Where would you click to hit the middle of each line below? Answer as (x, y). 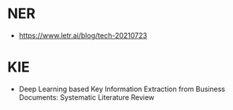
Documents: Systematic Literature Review (87, 97)
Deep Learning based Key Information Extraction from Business (122, 89)
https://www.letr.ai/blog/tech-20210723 (83, 35)
